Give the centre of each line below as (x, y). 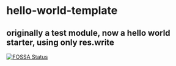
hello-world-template (62, 11)
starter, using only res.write (61, 42)
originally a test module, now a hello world (88, 33)
